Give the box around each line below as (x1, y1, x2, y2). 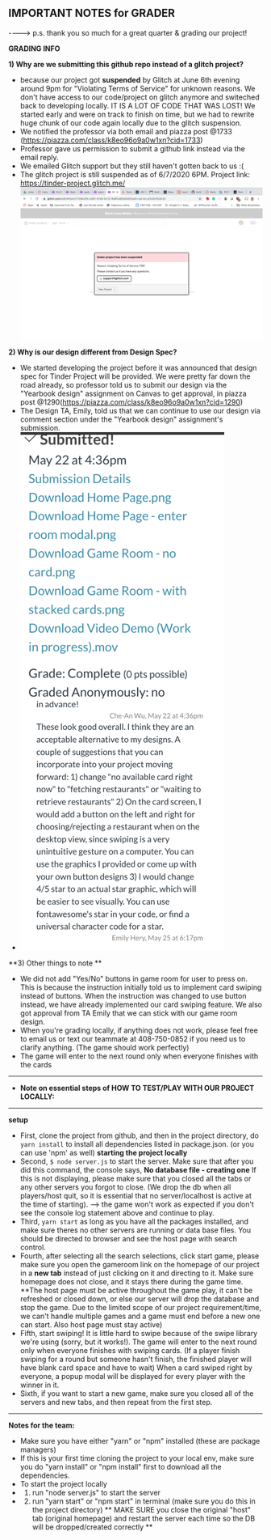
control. (19, 1242, 46, 1252)
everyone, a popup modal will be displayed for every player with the (19, 1371, 246, 1381)
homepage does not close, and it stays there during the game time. (19, 1276, 244, 1286)
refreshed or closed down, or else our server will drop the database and (19, 1294, 260, 1304)
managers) (19, 1445, 56, 1454)
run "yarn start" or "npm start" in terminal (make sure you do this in (31, 1496, 256, 1506)
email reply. (19, 152, 59, 162)
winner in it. (19, 1380, 60, 1389)
